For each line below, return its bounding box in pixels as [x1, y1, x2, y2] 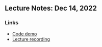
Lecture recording [12, 36, 50, 42]
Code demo [12, 30, 37, 37]
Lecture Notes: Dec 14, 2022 [5, 4, 97, 13]
